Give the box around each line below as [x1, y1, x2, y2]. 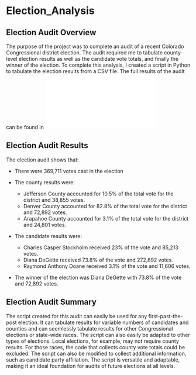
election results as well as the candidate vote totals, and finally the [18, 56, 179, 62]
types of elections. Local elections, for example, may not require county [6, 338, 180, 345]
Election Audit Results [6, 140, 89, 150]
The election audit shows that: [6, 156, 79, 163]
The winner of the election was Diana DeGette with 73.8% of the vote [14, 274, 182, 281]
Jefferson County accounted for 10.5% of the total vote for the [23, 190, 174, 197]
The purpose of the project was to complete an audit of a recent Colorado [6, 43, 184, 50]
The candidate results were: [14, 232, 82, 239]
